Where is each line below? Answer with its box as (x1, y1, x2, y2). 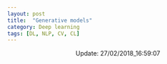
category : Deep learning (7, 23, 80, 30)
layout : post (7, 10, 46, 18)
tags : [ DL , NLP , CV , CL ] (7, 30, 80, 37)
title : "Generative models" (7, 17, 93, 24)
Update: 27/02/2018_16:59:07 (75, 49, 161, 58)
